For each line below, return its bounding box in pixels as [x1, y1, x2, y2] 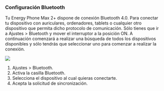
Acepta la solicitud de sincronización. [12, 80, 88, 87]
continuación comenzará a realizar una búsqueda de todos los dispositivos [5, 36, 156, 42]
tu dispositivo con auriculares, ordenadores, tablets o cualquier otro [5, 20, 142, 26]
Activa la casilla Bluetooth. [12, 70, 66, 76]
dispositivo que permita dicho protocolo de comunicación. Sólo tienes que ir [5, 25, 159, 31]
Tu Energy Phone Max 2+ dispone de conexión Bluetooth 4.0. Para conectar [5, 15, 159, 21]
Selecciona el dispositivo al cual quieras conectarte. [12, 75, 117, 81]
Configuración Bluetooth [5, 4, 65, 11]
